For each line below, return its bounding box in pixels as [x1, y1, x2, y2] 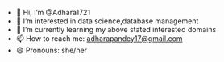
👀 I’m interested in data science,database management [15, 16, 199, 26]
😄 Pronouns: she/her [15, 45, 87, 55]
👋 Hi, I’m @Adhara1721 [15, 8, 91, 17]
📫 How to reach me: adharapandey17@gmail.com [15, 34, 183, 43]
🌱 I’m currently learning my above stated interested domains [15, 25, 217, 34]
